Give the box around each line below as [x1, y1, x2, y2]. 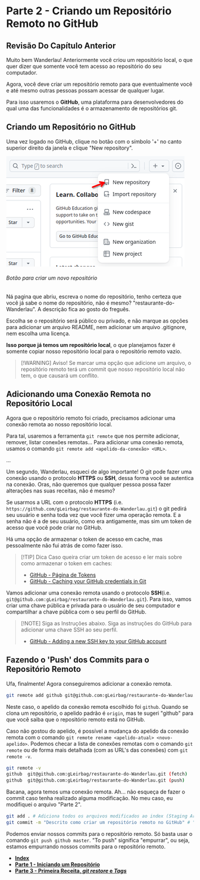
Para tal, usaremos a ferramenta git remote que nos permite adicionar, [6, 432, 180, 439]
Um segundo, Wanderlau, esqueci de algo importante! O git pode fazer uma [6, 468, 192, 475]
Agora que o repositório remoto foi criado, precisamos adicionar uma [6, 414, 176, 422]
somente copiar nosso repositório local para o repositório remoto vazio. [6, 348, 182, 355]
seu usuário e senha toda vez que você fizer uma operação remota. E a [6, 511, 182, 518]
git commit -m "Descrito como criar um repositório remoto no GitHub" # [6, 820, 190, 826]
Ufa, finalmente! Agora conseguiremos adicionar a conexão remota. [6, 680, 173, 687]
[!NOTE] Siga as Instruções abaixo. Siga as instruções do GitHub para [20, 619, 192, 627]
